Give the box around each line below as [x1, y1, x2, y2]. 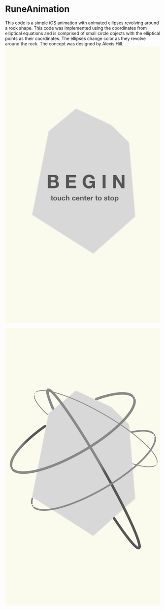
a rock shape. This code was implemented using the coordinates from [5, 25, 147, 31]
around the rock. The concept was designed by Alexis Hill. [5, 40, 124, 46]
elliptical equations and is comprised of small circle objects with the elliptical [5, 30, 161, 36]
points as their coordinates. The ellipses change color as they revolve [5, 36, 146, 41]
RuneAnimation [5, 3, 70, 15]
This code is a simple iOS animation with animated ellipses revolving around [5, 20, 159, 26]
